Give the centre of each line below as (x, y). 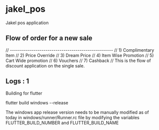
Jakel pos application (27, 23)
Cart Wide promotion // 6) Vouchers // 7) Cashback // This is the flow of (78, 61)
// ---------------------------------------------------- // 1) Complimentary (80, 50)
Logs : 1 (17, 81)
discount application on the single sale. (45, 65)
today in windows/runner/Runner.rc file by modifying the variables (73, 117)
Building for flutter (24, 93)
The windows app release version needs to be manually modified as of (77, 112)
